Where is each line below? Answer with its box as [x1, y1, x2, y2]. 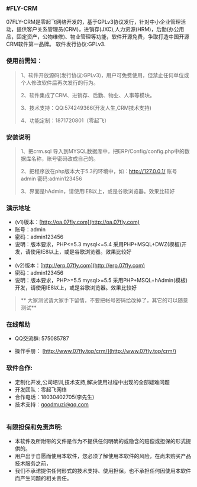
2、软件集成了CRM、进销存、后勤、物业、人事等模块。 [20, 91, 156, 98]
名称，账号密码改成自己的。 [31, 155, 99, 162]
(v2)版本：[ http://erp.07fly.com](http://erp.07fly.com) [14, 262, 146, 269]
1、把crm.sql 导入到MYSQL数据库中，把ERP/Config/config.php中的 [20, 147, 185, 155]
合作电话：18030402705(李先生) [14, 393, 95, 400]
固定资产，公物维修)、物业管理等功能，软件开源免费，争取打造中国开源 [16, 33, 190, 40]
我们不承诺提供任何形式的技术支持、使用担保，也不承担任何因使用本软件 [14, 467, 191, 475]
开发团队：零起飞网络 [14, 386, 67, 393]
